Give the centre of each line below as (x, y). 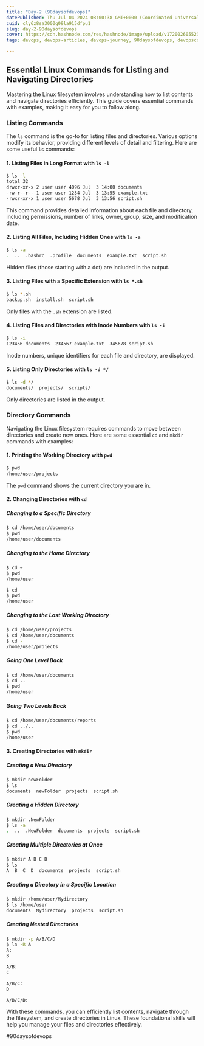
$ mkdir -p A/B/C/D (31, 939)
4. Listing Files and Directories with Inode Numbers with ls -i (86, 325)
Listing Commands (35, 123)
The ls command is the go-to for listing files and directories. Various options (102, 136)
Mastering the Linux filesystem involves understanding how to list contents (100, 94)
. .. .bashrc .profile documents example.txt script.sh (87, 255)
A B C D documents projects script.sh (63, 871)
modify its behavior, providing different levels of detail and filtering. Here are (102, 143)
